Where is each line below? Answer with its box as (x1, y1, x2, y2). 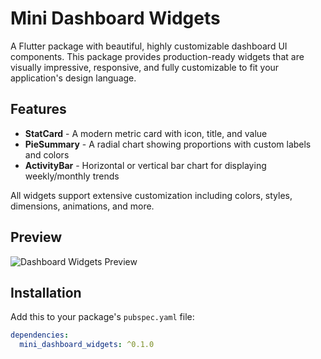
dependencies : (10, 330, 70, 341)
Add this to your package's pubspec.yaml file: (10, 311, 195, 323)
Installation (10, 284, 82, 301)
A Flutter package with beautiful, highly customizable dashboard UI (10, 40, 288, 52)
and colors (24, 148, 70, 161)
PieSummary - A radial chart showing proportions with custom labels (24, 138, 312, 150)
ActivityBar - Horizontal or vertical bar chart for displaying (24, 159, 267, 171)
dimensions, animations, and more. (10, 200, 155, 212)
